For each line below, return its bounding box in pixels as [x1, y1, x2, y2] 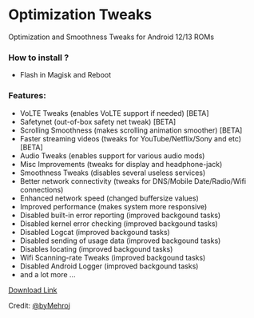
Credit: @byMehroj [8, 300, 70, 310]
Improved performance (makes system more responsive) [19, 201, 208, 211]
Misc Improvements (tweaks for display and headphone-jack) [19, 159, 223, 169]
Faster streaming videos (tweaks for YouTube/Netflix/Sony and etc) [19, 133, 242, 143]
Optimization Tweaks [8, 6, 153, 24]
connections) [19, 185, 64, 194]
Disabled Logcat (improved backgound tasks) [19, 227, 170, 237]
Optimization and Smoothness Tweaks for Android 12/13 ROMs [8, 32, 214, 42]
